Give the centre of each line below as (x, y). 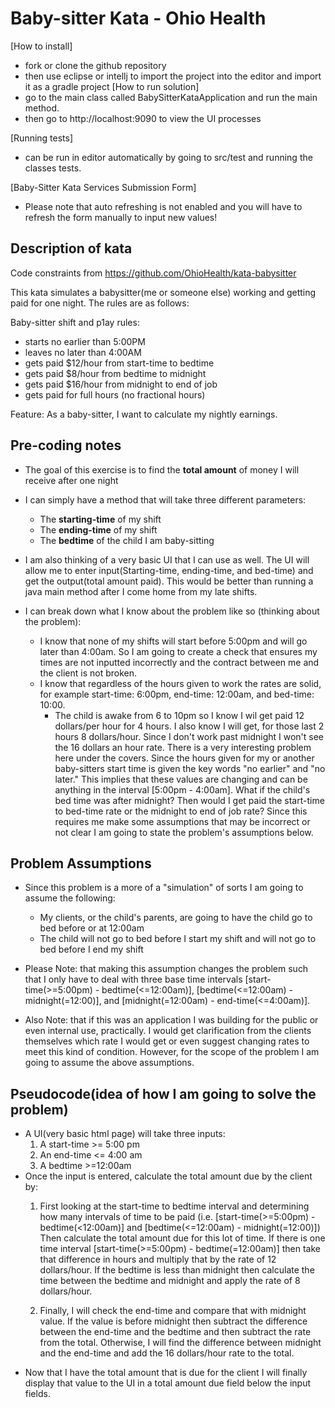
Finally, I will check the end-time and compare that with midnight (173, 1311)
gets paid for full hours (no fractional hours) (115, 394)
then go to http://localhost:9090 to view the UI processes (143, 118)
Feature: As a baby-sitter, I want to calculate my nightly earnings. (144, 414)
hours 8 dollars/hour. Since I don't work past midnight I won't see (189, 736)
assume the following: (70, 898)
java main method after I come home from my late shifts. (141, 591)
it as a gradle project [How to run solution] (112, 86)
